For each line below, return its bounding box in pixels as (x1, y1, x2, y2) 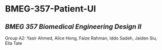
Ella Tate (5, 40, 22, 46)
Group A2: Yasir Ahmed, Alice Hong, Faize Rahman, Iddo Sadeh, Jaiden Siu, (5, 35, 158, 41)
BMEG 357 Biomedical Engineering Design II (5, 23, 142, 31)
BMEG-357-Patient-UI (5, 3, 96, 14)
